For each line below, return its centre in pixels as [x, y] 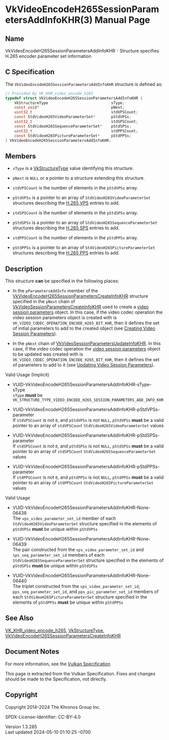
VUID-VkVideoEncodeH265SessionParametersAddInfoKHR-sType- [82, 384]
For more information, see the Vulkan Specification [58, 664]
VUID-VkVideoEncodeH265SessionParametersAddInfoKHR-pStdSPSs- [86, 435]
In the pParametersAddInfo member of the [55, 291]
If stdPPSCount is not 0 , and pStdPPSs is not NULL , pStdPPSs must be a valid [88, 477]
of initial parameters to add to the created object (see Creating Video [84, 328]
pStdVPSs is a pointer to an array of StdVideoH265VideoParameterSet [81, 198]
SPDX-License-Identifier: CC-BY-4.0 [43, 717]
